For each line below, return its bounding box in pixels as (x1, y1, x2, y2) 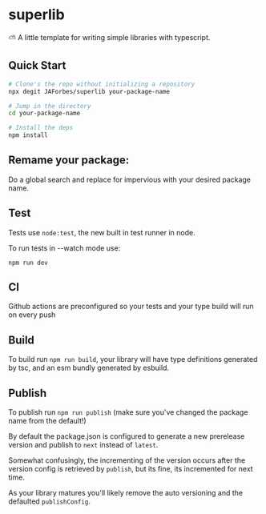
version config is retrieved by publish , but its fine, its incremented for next (8, 464, 254, 474)
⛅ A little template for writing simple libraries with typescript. (8, 32, 211, 42)
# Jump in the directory (8, 102, 91, 110)
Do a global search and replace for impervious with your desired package (8, 175, 251, 184)
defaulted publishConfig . (8, 496, 91, 506)
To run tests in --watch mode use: (8, 243, 121, 253)
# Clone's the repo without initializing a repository (8, 80, 195, 88)
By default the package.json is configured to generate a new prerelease (8, 432, 245, 441)
